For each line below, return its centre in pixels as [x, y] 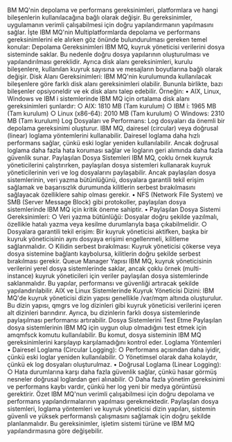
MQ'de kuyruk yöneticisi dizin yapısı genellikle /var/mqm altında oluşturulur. [115, 298]
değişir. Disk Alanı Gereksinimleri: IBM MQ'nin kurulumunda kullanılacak [109, 76]
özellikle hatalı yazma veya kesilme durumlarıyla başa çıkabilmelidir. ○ [107, 224]
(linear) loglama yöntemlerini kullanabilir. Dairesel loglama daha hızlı [104, 136]
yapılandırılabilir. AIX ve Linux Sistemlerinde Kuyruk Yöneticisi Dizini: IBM [111, 290]
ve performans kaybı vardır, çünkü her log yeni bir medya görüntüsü [104, 386]
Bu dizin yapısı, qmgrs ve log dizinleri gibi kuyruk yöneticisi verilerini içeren [114, 305]
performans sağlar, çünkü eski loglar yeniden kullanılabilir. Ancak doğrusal [113, 143]
